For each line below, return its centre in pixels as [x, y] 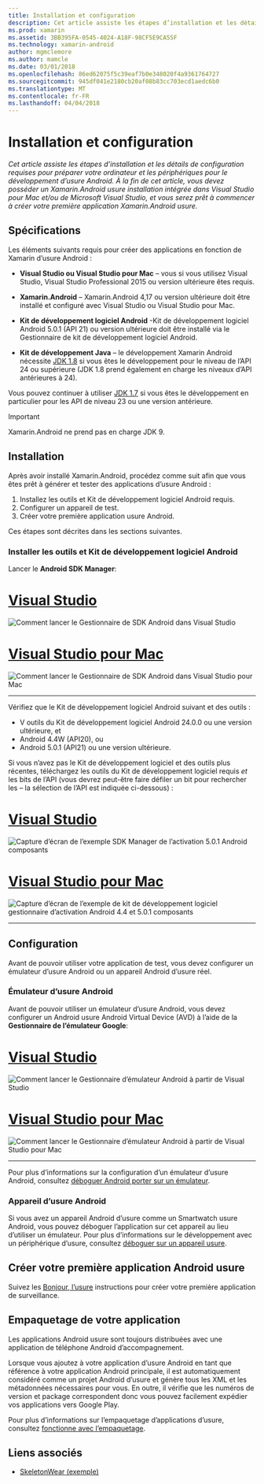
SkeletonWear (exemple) [59, 1472]
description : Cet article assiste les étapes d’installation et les [123, 23]
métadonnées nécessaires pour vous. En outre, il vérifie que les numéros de [131, 1388]
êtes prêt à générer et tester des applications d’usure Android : [110, 484]
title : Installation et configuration [71, 15]
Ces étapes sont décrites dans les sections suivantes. [95, 531]
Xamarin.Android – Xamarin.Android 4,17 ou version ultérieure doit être [135, 297]
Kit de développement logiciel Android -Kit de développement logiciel [134, 321]
